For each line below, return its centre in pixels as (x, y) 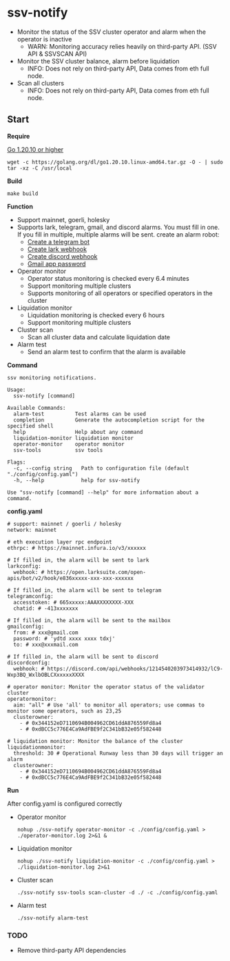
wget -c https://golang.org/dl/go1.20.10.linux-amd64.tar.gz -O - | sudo (115, 162)
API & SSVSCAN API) (57, 54)
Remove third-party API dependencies (71, 951)
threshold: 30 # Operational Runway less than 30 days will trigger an (118, 753)
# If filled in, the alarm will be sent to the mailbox (89, 620)
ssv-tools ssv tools (58, 450)
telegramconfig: (30, 596)
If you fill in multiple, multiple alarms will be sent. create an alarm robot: (118, 234)
